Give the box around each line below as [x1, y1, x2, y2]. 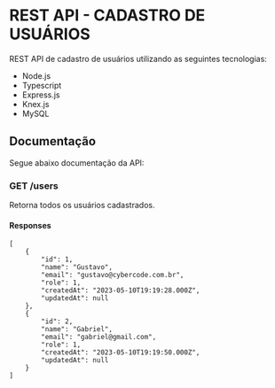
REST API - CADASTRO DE [9, 5, 206, 26]
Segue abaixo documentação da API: [9, 157, 145, 168]
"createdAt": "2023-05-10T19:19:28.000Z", [41, 286, 200, 295]
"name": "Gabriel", [41, 325, 114, 334]
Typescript [21, 80, 62, 90]
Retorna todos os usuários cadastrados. [9, 200, 155, 211]
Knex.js [21, 98, 50, 109]
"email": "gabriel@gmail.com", [41, 333, 157, 342]
